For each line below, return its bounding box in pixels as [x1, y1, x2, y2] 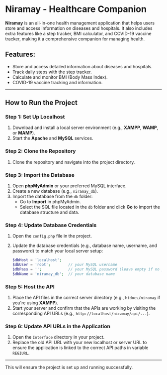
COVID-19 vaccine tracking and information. [12, 79, 103, 85]
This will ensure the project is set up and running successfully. [5, 365, 133, 371]
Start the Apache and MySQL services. [12, 135, 93, 141]
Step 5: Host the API [5, 283, 55, 290]
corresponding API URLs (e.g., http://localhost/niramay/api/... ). [12, 310, 150, 317]
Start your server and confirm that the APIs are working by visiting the [12, 305, 156, 311]
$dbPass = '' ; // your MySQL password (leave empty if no [12, 267, 160, 272]
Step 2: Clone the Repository [5, 148, 76, 155]
